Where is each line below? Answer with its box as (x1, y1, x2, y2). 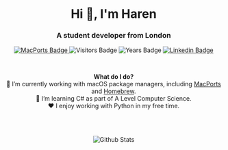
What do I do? (93, 73, 134, 81)
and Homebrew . (91, 87, 136, 95)
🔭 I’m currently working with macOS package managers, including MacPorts (6, 80, 221, 88)
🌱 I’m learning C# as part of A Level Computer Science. (36, 95, 192, 103)
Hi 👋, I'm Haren (70, 6, 157, 22)
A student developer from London (56, 31, 171, 40)
